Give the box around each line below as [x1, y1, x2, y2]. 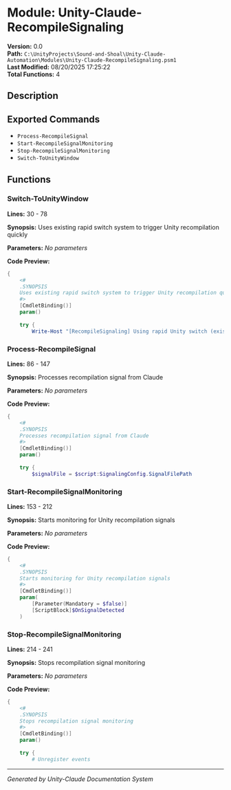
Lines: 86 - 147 [7, 360, 50, 368]
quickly [7, 230, 28, 239]
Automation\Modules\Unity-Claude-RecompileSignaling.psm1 [7, 56, 177, 63]
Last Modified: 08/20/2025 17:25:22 [7, 63, 111, 71]
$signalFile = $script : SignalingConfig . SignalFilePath [32, 470, 192, 477]
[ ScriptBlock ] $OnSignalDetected [32, 606, 125, 613]
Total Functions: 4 [7, 70, 60, 78]
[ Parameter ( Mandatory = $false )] [32, 600, 128, 608]
